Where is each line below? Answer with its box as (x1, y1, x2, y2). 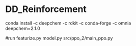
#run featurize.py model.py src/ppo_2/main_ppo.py (5, 35, 113, 41)
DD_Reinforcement (5, 3, 87, 15)
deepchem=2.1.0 (5, 25, 40, 31)
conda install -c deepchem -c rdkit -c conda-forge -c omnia (5, 20, 131, 26)
